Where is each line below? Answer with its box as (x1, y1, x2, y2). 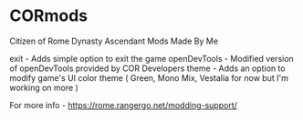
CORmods (9, 5, 89, 26)
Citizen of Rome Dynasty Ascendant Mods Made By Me (9, 35, 219, 46)
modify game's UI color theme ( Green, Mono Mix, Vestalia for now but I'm (9, 72, 289, 83)
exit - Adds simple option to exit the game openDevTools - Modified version (9, 53, 294, 64)
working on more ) (9, 82, 79, 93)
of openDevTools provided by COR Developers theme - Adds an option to (9, 63, 286, 74)
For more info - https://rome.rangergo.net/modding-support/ (9, 99, 237, 110)
